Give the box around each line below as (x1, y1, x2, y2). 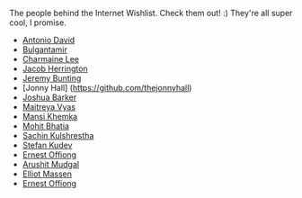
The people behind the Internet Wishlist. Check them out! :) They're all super (9, 8, 293, 18)
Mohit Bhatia (22, 121, 70, 131)
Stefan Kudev (22, 139, 73, 150)
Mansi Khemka (22, 112, 78, 121)
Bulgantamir (22, 44, 67, 55)
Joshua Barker (22, 92, 77, 103)
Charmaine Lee (22, 54, 79, 64)
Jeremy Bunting (22, 73, 82, 84)
